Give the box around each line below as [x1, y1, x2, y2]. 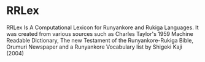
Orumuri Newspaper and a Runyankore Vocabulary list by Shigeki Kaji [6, 43, 182, 50]
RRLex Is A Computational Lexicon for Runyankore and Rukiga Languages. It [6, 24, 199, 31]
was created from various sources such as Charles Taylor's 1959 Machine [6, 30, 193, 37]
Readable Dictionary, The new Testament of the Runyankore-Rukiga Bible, [6, 36, 193, 44]
